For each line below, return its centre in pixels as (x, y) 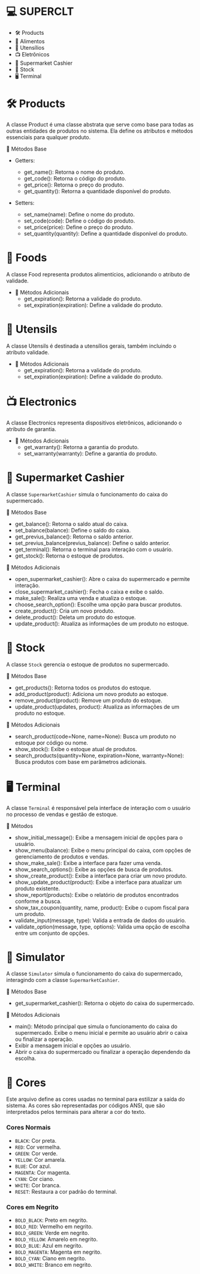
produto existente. (37, 889)
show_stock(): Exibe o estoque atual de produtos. (76, 749)
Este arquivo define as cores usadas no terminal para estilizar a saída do (96, 1099)
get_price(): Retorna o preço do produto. (74, 185)
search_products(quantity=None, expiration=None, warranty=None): (99, 755)
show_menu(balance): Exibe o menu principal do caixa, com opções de (103, 850)
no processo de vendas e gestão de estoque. (62, 814)
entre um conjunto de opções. (52, 933)
